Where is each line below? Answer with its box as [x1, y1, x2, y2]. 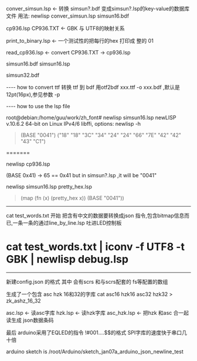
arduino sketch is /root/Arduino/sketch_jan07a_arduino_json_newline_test [6, 348, 184, 355]
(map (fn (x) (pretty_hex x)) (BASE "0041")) [20, 195, 124, 201]
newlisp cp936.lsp [6, 160, 50, 167]
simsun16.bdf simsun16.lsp [6, 60, 70, 67]
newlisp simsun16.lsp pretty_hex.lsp [6, 183, 92, 190]
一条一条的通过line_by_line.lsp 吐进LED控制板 [12, 219, 122, 226]
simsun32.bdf [6, 72, 40, 78]
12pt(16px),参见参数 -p [6, 91, 60, 98]
